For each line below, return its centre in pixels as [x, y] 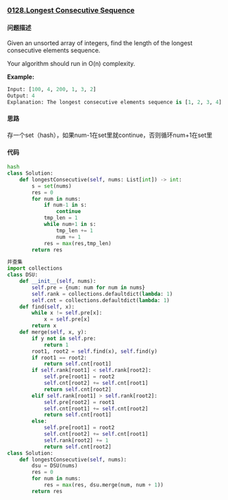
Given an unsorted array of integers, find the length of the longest [100, 43]
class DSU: [23, 275]
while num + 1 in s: [70, 225]
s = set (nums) [52, 186]
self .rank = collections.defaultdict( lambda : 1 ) [102, 294]
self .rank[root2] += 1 [76, 440]
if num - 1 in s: [65, 205]
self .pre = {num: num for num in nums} [89, 287]
